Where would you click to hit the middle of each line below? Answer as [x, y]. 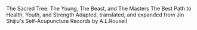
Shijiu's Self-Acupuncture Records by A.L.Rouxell [67, 21]
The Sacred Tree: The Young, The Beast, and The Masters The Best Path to [99, 9]
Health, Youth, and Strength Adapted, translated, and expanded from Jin [95, 15]
